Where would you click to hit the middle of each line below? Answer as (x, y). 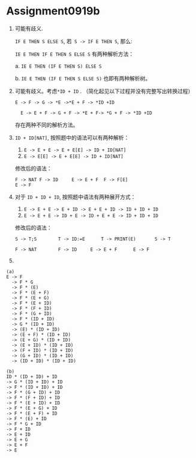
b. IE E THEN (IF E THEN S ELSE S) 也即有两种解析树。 (83, 78)
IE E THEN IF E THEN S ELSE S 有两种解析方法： (74, 54)
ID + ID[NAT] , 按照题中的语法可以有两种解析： (72, 137)
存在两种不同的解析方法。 (46, 125)
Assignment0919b (53, 11)
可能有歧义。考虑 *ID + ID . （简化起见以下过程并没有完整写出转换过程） (104, 91)
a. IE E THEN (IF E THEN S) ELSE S (58, 66)
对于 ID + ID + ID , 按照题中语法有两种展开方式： (75, 197)
